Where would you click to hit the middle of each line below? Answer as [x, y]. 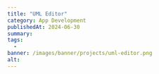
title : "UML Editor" [38, 14]
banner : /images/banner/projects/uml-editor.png [80, 54]
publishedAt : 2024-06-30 [44, 27]
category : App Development [47, 20]
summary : [20, 33]
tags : [15, 40]
